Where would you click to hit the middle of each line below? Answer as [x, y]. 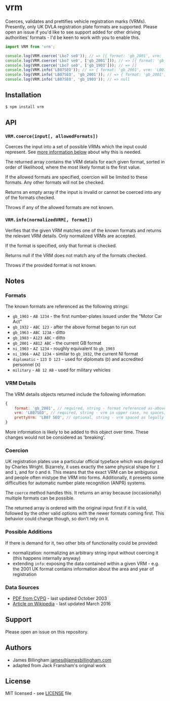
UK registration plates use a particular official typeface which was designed [84, 462]
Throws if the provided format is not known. [51, 265]
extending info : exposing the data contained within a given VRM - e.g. [86, 563]
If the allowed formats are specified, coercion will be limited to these [76, 177]
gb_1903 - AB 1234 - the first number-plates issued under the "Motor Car [87, 316]
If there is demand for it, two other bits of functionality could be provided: [82, 543]
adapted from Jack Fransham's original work [59, 665]
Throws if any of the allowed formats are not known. [60, 208]
